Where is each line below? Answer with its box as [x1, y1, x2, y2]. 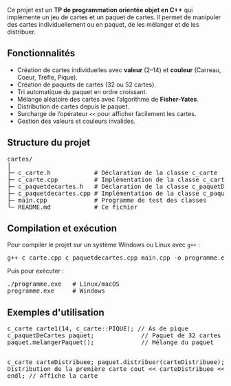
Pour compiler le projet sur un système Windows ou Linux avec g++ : [7, 240, 201, 249]
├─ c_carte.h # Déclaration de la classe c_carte [7, 168, 218, 177]
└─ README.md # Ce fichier [7, 203, 138, 211]
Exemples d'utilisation [7, 306, 104, 318]
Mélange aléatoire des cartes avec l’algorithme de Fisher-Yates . [16, 95, 199, 103]
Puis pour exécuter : [7, 267, 64, 275]
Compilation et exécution [7, 223, 117, 234]
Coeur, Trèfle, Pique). [16, 73, 78, 81]
